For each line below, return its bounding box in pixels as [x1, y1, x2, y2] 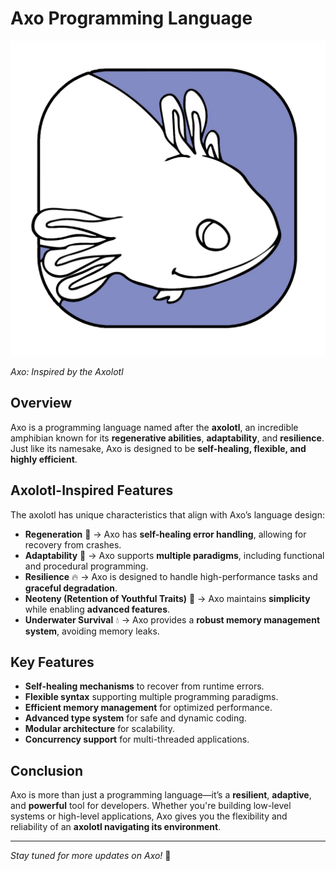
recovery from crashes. [24, 538, 122, 551]
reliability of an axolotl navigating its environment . [10, 821, 222, 833]
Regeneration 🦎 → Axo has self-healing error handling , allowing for [24, 528, 307, 540]
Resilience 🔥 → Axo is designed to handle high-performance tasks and [24, 570, 318, 582]
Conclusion [10, 762, 84, 779]
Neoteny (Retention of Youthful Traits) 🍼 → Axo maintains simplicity [24, 592, 311, 604]
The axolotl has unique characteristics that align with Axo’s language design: [10, 508, 326, 521]
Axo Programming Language [10, 7, 253, 30]
